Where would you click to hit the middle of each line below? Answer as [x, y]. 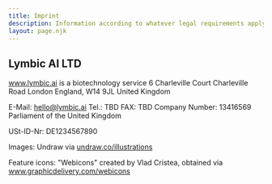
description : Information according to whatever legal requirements [126, 23]
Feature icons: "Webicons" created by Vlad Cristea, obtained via [116, 163]
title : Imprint [34, 16]
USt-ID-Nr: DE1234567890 [53, 132]
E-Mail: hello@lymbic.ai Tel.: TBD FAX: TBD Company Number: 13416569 [130, 107]
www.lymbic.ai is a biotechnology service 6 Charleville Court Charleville [128, 83]
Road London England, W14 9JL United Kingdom [90, 92]
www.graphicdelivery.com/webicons [70, 171]
